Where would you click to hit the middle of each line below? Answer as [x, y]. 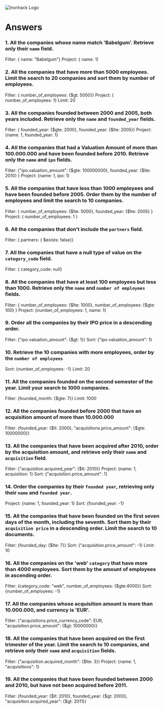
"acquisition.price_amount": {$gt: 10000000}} [51, 626]
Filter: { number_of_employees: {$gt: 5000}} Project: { [59, 95]
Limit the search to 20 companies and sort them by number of [80, 78]
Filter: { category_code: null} [34, 269]
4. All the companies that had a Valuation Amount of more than [81, 148]
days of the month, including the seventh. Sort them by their [78, 522]
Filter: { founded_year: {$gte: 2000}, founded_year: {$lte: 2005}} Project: [78, 130]
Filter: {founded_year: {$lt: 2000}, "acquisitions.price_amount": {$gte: [75, 428]
